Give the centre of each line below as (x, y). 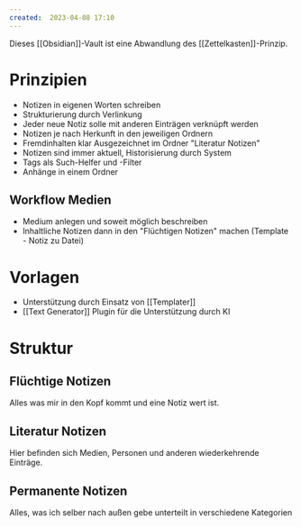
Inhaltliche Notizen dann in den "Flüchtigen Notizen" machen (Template (155, 232)
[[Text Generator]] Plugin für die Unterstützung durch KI (126, 312)
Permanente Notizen (68, 491)
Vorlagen (44, 277)
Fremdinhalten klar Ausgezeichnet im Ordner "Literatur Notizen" (141, 143)
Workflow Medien (60, 200)
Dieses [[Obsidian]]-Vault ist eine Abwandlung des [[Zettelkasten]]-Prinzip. (149, 43)
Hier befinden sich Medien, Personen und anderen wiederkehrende (134, 453)
